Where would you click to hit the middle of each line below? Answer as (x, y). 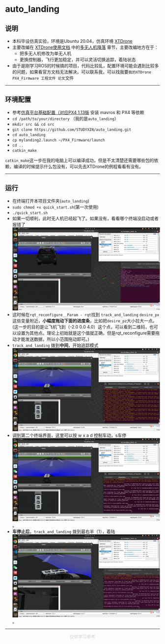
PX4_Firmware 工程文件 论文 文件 (43, 78)
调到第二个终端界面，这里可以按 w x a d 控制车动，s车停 (69, 435)
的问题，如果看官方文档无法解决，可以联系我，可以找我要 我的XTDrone (82, 72)
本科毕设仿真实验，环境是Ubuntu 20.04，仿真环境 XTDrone (72, 41)
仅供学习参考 (82, 637)
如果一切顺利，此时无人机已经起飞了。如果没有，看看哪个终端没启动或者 (85, 218)
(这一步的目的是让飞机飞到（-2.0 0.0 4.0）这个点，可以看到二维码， (81, 327)
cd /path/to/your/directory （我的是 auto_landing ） (65, 118)
